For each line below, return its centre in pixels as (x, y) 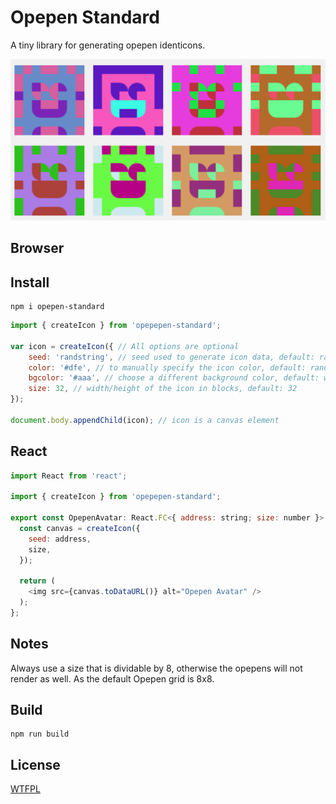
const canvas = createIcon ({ (80, 528)
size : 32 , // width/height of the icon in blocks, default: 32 (163, 389)
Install (30, 282)
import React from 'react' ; (69, 476)
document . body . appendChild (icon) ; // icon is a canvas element (145, 420)
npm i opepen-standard (57, 307)
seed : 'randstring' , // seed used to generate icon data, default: (171, 357)
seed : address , (60, 539)
